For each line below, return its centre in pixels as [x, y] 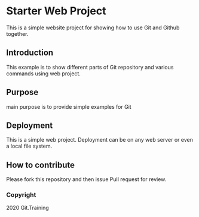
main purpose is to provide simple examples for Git [69, 106]
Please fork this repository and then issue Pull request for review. [86, 179]
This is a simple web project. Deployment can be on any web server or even [99, 140]
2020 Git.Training [27, 208]
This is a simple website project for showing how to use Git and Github [93, 27]
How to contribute [41, 165]
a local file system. [29, 146]
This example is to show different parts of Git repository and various [90, 67]
